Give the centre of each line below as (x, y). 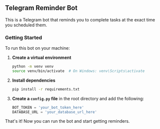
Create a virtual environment (42, 57)
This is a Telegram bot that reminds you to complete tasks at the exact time (80, 19)
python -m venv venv (33, 67)
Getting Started (24, 37)
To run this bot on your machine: (38, 48)
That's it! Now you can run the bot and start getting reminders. (67, 121)
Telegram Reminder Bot (41, 8)
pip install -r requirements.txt (46, 89)
